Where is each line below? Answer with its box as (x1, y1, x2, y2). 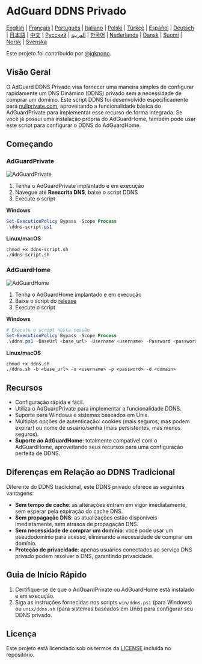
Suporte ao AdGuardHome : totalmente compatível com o (14, 436, 158, 444)
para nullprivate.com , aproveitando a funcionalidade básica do (6, 102, 161, 110)
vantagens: (6, 489, 34, 497)
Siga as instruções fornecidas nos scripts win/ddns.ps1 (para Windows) (14, 598, 192, 606)
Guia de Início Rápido (6, 570, 87, 580)
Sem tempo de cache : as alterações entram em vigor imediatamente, (14, 501, 188, 508)
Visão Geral (6, 67, 51, 78)
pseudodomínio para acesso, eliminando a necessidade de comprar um (14, 533, 192, 540)
